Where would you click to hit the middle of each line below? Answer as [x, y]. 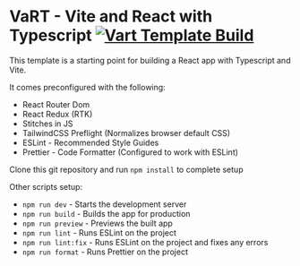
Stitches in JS [47, 124]
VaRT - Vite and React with [111, 17]
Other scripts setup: [46, 186]
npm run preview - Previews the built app [97, 223]
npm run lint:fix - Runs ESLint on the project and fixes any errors [145, 242]
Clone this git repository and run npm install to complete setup [126, 169]
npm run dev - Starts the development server [104, 204]
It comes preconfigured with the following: [87, 87]
